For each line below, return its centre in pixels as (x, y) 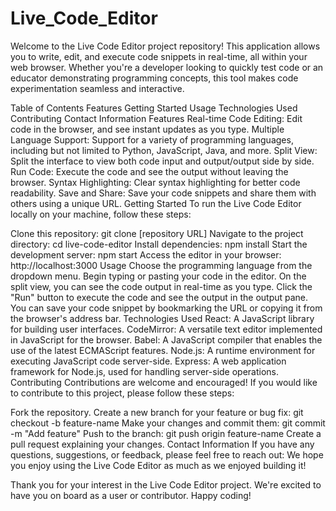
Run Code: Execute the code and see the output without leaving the (149, 171)
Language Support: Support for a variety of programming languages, (152, 139)
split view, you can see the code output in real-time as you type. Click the (161, 286)
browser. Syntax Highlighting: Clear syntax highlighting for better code (155, 182)
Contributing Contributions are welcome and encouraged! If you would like (164, 382)
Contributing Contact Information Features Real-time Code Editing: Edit (156, 118)
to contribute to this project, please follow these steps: (122, 393)
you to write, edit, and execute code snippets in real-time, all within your (159, 56)
